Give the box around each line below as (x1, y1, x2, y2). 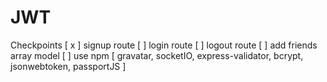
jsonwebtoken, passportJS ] (10, 60, 127, 72)
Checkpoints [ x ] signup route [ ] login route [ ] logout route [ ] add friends (10, 39, 318, 51)
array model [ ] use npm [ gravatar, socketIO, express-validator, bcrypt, (10, 49, 304, 61)
